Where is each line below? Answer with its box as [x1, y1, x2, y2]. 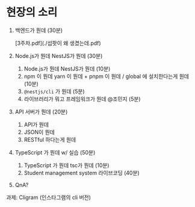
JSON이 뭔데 [23, 128, 55, 136]
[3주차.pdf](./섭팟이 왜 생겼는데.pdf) [14, 39, 101, 46]
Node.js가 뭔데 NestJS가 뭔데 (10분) [23, 65, 111, 72]
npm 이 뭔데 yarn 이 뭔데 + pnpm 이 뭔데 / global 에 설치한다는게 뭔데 [23, 72, 190, 80]
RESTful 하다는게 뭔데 [23, 136, 76, 143]
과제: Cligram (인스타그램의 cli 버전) [6, 194, 91, 201]
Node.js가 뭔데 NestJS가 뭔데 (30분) [14, 52, 103, 59]
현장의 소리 [6, 5, 58, 19]
